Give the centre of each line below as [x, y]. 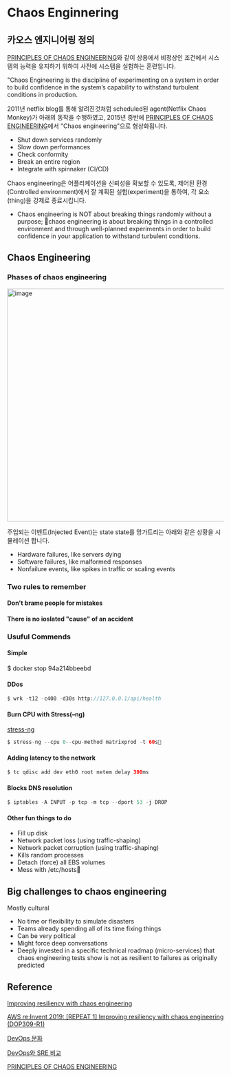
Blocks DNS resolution [40, 788]
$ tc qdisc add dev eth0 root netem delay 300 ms [78, 772]
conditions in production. [42, 95]
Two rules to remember [47, 586]
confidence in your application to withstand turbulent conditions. [109, 236]
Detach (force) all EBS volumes [61, 862]
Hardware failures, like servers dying [69, 554]
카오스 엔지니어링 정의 [51, 40]
